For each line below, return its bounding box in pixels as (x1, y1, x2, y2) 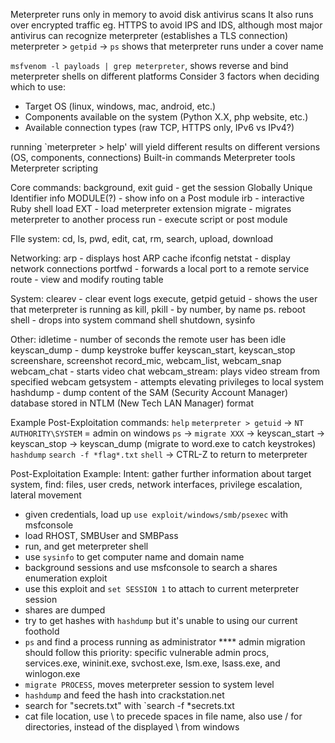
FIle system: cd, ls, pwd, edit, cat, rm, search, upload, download (10, 233, 274, 244)
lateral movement (10, 489, 82, 501)
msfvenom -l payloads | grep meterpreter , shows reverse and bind (10, 60, 289, 71)
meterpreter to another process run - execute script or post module (10, 214, 288, 225)
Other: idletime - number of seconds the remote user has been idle (10, 334, 287, 345)
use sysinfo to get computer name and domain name (24, 551, 245, 563)
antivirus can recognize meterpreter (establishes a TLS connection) (10, 30, 289, 41)
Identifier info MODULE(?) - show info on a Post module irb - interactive (10, 192, 305, 204)
